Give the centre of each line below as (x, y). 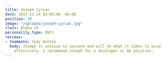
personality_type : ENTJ (30, 32)
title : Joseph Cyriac (27, 10)
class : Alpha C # (22, 28)
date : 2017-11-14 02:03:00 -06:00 (41, 14)
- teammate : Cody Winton (31, 42)
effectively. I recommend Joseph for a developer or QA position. (84, 51)
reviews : (14, 37)
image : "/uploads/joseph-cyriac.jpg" (44, 23)
